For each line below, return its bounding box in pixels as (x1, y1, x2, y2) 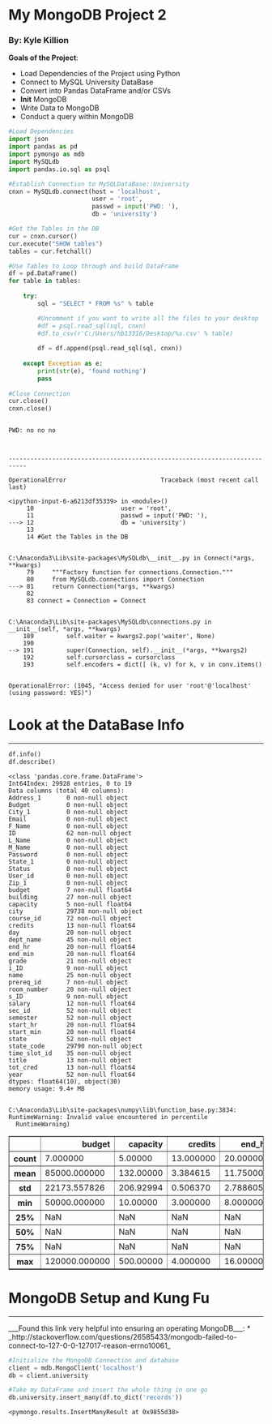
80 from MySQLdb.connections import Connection (26, 576, 205, 584)
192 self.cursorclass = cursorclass (23, 654, 176, 662)
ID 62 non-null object (8, 829, 132, 837)
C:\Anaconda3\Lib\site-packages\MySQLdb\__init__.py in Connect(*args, (8, 554, 255, 563)
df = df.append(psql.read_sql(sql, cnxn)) (37, 345, 183, 353)
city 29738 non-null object (8, 907, 143, 916)
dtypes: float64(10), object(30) (8, 1077, 121, 1086)
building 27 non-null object (8, 893, 132, 901)
